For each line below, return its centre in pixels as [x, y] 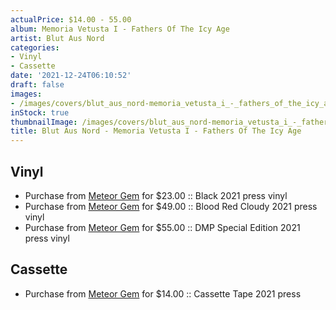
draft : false [37, 85]
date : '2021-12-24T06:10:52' [71, 76]
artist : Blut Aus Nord [57, 38]
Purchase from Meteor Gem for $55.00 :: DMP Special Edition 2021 [162, 227]
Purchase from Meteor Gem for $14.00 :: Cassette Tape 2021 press [163, 293]
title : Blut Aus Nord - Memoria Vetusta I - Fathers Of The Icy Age [156, 131]
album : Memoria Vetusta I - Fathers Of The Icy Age [120, 29]
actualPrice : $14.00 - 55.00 [71, 19]
